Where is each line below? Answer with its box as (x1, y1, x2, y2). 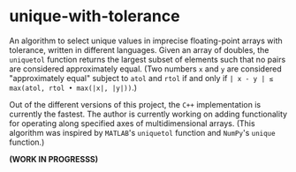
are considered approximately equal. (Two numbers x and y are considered (9, 64, 283, 74)
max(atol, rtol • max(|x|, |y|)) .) (9, 82, 138, 93)
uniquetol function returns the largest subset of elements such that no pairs (9, 54, 286, 64)
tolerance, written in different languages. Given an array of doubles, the (9, 44, 269, 55)
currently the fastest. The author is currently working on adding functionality (9, 108, 288, 119)
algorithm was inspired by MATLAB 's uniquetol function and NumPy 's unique (9, 127, 276, 138)
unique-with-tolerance (9, 6, 180, 26)
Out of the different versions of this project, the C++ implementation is (9, 99, 262, 109)
